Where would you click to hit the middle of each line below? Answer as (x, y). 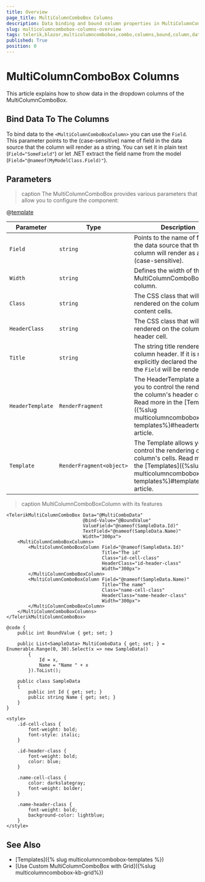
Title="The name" (124, 585)
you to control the (159, 387)
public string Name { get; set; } (72, 698)
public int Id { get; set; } (65, 692)
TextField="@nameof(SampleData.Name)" (132, 531)
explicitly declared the (165, 362)
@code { (16, 628)
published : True (27, 40)
